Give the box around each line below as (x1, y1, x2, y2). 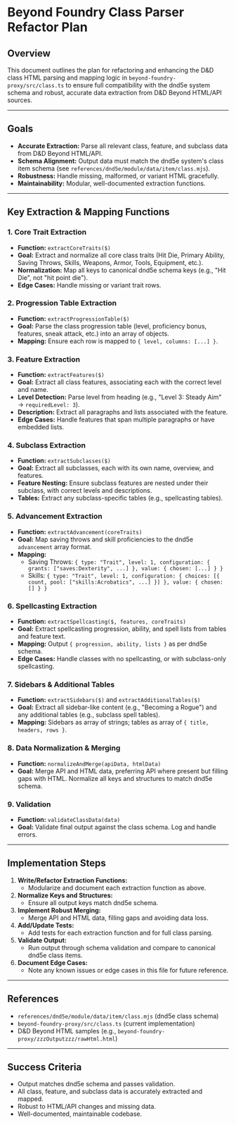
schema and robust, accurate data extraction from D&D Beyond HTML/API (7, 89, 223, 97)
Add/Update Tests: (17, 921, 74, 929)
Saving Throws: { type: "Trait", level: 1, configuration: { (27, 558, 211, 566)
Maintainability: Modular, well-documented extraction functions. (17, 179, 206, 187)
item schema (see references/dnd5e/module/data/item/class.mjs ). (17, 164, 211, 173)
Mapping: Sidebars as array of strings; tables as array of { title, (17, 718, 209, 727)
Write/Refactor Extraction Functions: (17, 875, 128, 885)
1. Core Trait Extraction (7, 227, 86, 237)
